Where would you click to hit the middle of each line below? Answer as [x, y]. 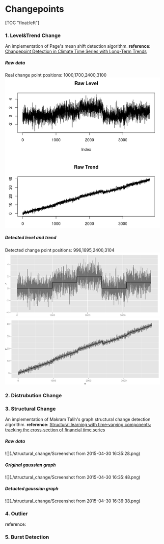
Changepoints [35, 9]
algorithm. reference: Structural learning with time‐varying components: [78, 425]
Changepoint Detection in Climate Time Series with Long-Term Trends [76, 51]
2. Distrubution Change [34, 395]
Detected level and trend [31, 238]
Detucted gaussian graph [32, 488]
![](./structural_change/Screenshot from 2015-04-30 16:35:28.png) [73, 453]
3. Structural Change [30, 409]
